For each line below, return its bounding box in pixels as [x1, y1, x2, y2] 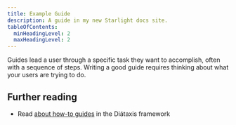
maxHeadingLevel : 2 [13, 37, 71, 44]
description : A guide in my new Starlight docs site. [7, 17, 169, 24]
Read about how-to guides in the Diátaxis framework [17, 110, 171, 118]
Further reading [7, 91, 77, 103]
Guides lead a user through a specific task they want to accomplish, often [7, 55, 221, 64]
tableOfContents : [7, 23, 58, 30]
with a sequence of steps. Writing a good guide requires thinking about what [7, 63, 229, 72]
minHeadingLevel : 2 [13, 29, 71, 37]
